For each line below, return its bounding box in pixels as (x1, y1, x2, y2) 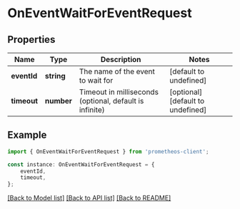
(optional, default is (79, 96, 144, 106)
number (44, 96, 73, 106)
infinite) (79, 105, 105, 115)
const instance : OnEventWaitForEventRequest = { (7, 160, 155, 168)
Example (7, 129, 47, 141)
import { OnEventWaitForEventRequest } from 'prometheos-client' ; (7, 148, 209, 155)
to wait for (79, 76, 114, 85)
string (44, 71, 66, 81)
